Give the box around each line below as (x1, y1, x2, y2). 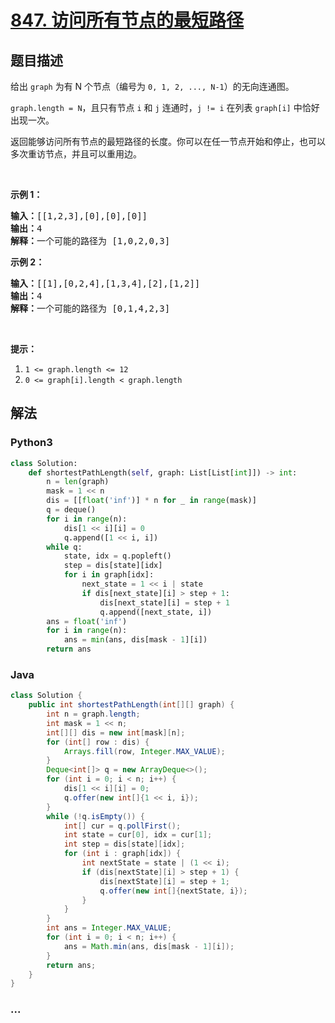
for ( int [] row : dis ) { (46, 737, 150, 747)
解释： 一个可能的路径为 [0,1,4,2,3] (10, 303, 171, 314)
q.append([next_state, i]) (99, 607, 213, 617)
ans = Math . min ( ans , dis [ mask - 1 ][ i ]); (63, 941, 235, 951)
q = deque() (46, 505, 97, 515)
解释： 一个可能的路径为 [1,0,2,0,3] (10, 236, 171, 246)
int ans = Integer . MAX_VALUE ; (46, 923, 172, 933)
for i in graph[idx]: (63, 570, 155, 580)
